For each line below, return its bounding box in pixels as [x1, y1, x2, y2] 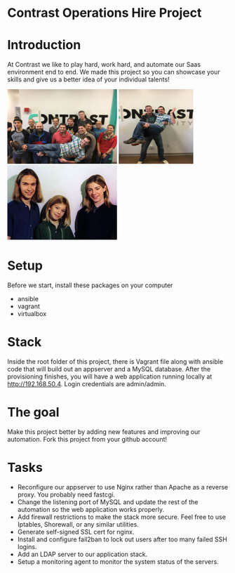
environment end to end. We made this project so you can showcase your [7, 68, 220, 77]
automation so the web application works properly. [17, 505, 165, 513]
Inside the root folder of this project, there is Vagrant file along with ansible [7, 357, 223, 366]
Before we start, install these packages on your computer [7, 281, 173, 289]
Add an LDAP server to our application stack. [17, 550, 148, 558]
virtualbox [17, 310, 47, 318]
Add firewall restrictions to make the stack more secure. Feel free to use [17, 513, 227, 521]
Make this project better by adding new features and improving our [7, 427, 201, 436]
